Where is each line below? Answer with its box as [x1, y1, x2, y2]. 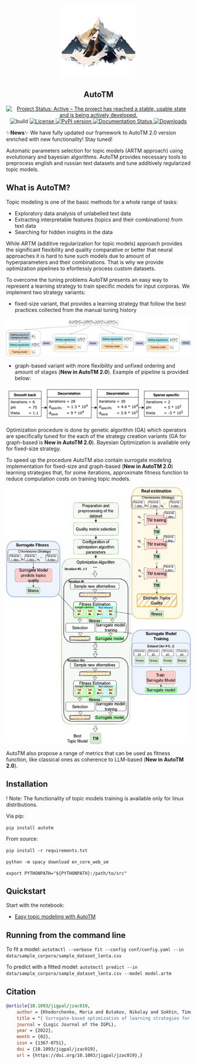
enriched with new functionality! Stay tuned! [6, 136, 113, 143]
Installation [6, 779, 48, 789]
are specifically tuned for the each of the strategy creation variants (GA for [6, 432, 186, 439]
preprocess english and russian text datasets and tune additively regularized [6, 159, 191, 166]
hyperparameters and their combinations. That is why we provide [6, 258, 164, 265]
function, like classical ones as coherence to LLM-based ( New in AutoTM [6, 756, 184, 763]
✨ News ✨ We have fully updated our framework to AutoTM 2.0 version [6, 129, 176, 136]
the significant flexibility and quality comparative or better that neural [6, 246, 173, 253]
